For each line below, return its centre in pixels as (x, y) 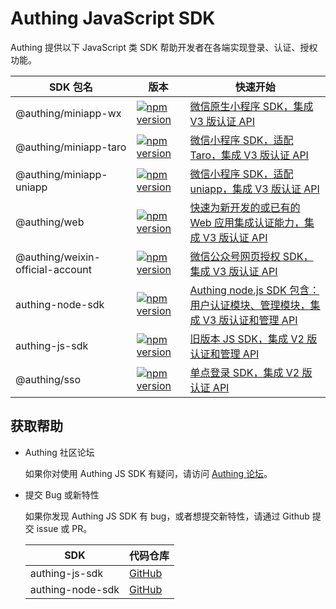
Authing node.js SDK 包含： (254, 290)
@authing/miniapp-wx (68, 113)
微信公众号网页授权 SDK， (251, 256)
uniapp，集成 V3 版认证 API (254, 189)
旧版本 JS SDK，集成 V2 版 (253, 339)
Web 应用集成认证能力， (247, 222)
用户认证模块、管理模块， (250, 305)
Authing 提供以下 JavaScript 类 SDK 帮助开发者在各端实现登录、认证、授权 (164, 47)
